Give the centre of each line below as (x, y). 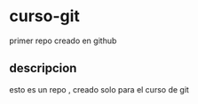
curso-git (44, 16)
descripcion (43, 68)
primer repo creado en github (63, 41)
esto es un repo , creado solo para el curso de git (99, 89)
